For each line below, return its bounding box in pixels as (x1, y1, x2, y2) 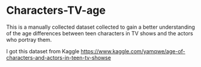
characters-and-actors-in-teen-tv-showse (6, 54, 111, 61)
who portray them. (6, 36, 52, 43)
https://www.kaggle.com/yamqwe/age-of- (80, 47, 186, 54)
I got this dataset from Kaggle (6, 47, 80, 54)
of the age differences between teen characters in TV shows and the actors (6, 29, 193, 36)
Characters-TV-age (6, 4, 106, 17)
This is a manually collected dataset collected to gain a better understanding (6, 23, 195, 31)
